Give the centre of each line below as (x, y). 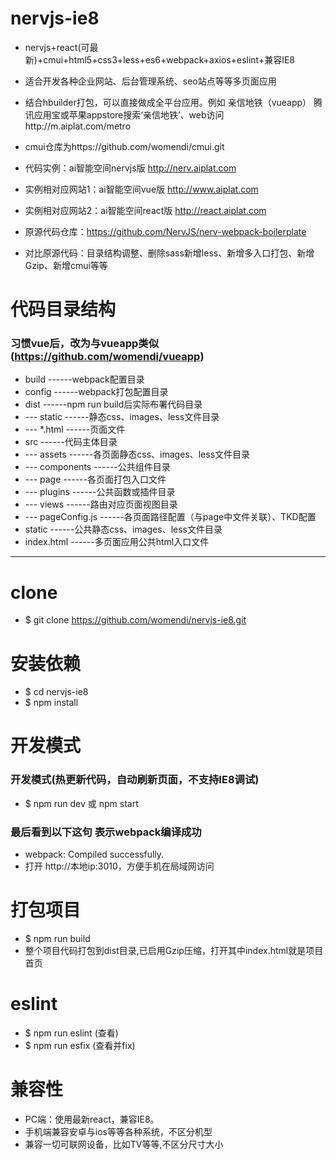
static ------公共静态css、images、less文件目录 (123, 529)
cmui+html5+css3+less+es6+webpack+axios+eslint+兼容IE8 (169, 59)
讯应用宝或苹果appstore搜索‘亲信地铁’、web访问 (124, 114)
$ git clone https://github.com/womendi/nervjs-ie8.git (135, 620)
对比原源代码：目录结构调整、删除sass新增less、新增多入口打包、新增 (169, 253)
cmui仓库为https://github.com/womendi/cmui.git (124, 146)
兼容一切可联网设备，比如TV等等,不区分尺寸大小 (124, 1144)
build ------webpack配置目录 (84, 379)
